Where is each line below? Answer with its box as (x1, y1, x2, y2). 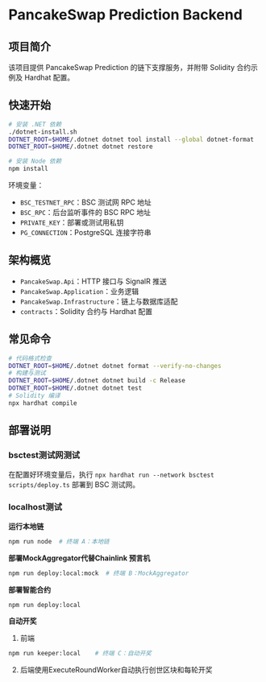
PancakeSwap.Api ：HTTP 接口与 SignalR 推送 (19, 276, 167, 286)
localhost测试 (8, 502, 63, 513)
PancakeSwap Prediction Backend (8, 6, 243, 24)
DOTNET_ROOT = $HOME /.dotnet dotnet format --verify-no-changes (8, 362, 222, 370)
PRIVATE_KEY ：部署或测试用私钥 (19, 217, 124, 227)
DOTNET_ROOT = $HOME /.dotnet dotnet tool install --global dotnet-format (8, 135, 254, 143)
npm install (8, 165, 48, 173)
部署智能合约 (8, 585, 51, 594)
